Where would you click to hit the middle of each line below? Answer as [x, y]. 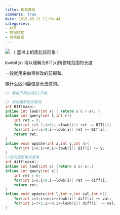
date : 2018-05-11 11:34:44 [33, 19]
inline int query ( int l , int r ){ [38, 116]
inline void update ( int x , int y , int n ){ [47, 143]
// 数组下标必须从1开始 [26, 93]
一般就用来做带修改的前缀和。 [35, 73]
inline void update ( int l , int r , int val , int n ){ [56, 194]
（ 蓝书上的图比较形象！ [36, 52]
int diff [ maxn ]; [22, 162]
